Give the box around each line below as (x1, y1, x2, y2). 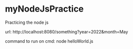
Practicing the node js (5, 19, 49, 25)
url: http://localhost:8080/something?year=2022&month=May (5, 29, 128, 34)
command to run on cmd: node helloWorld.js (5, 38, 93, 44)
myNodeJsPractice (5, 3, 84, 15)
